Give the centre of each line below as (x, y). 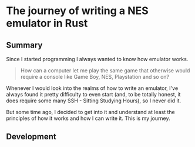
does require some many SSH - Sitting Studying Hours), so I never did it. (93, 101)
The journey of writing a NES (77, 11)
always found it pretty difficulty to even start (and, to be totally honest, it (93, 94)
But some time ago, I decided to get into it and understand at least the (90, 112)
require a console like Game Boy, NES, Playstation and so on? (95, 77)
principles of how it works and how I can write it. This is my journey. (88, 118)
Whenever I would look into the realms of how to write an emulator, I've (92, 88)
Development (31, 137)
